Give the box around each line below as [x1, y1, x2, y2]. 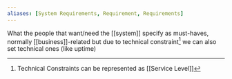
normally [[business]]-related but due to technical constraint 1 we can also [7, 36, 217, 45]
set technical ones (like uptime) [7, 45, 97, 53]
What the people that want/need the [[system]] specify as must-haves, [7, 29, 209, 37]
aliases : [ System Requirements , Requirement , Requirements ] [7, 10, 184, 17]
